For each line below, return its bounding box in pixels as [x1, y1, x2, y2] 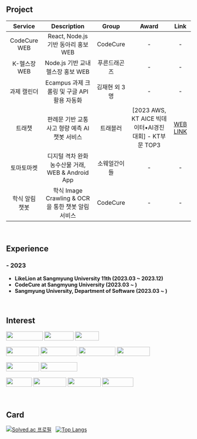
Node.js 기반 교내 [45, 59, 91, 67]
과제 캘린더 [9, 87, 39, 96]
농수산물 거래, [49, 161, 86, 169]
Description [51, 22, 85, 30]
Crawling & [46, 194, 76, 202]
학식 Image [53, 186, 83, 194]
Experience [6, 244, 49, 254]
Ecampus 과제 [45, 79, 84, 87]
